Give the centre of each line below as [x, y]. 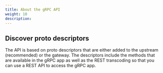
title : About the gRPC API [33, 9]
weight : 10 [16, 14]
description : [18, 18]
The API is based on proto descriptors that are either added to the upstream [82, 50]
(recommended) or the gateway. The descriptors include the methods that [80, 55]
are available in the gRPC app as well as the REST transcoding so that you [80, 60]
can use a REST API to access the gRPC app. [51, 66]
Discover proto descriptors [47, 38]
